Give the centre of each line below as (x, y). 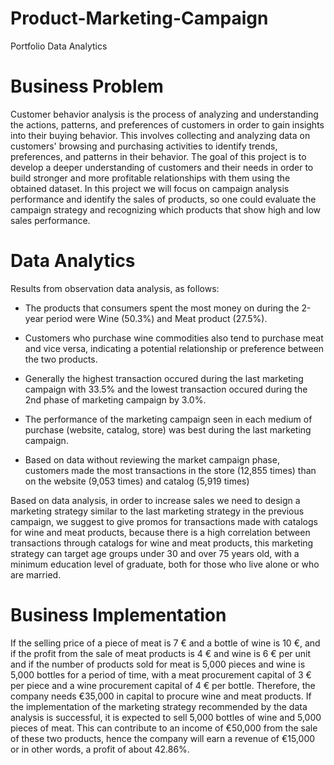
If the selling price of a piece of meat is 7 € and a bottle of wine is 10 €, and (165, 643)
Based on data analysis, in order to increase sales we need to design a (155, 500)
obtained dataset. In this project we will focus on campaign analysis (150, 188)
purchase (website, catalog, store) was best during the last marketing (168, 429)
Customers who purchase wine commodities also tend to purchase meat (174, 338)
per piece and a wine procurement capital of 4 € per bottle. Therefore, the (163, 685)
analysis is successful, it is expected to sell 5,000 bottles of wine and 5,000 (166, 717)
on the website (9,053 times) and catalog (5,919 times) (137, 481)
